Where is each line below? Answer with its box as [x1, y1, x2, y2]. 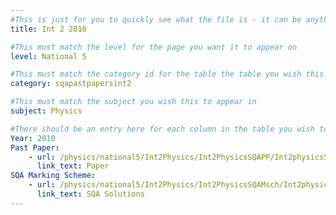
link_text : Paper [36, 161, 110, 171]
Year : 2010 [10, 133, 56, 143]
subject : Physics [10, 106, 83, 116]
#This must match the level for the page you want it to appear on [10, 42, 298, 52]
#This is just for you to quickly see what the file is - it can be [10, 14, 302, 25]
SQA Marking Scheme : [10, 171, 97, 181]
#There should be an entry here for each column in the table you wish [10, 124, 315, 134]
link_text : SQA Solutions [36, 189, 145, 199]
